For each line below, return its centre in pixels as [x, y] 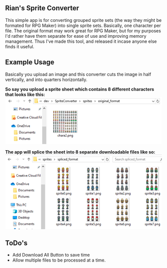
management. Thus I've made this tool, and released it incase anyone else [81, 41]
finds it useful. [20, 46]
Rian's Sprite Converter [42, 8]
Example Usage [30, 62]
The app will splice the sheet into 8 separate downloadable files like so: [80, 152]
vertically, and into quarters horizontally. [46, 80]
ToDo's [16, 243]
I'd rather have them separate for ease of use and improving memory [76, 36]
